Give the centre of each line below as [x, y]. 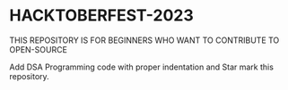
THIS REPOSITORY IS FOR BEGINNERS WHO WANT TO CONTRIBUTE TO [144, 40]
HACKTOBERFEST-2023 [102, 16]
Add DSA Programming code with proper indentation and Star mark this [141, 67]
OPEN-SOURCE [38, 49]
